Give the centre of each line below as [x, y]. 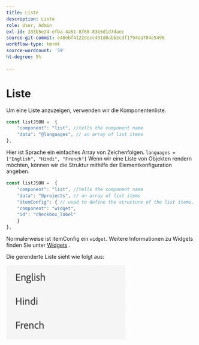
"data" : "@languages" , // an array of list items [80, 135]
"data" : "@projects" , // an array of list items [79, 196]
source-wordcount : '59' [36, 51]
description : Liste [31, 19]
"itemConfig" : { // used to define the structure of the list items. [106, 202]
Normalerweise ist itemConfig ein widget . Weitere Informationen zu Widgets [100, 239]
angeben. [18, 171]
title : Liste [22, 13]
